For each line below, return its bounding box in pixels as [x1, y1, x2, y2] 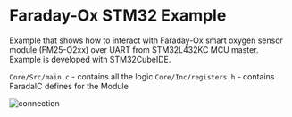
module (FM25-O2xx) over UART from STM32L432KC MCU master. [9, 44, 259, 54]
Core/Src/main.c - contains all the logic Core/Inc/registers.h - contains [9, 71, 275, 81]
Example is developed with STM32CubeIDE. [9, 54, 171, 64]
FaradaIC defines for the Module [9, 80, 129, 91]
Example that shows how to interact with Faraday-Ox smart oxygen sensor [9, 35, 284, 46]
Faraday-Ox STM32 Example [9, 5, 227, 26]
